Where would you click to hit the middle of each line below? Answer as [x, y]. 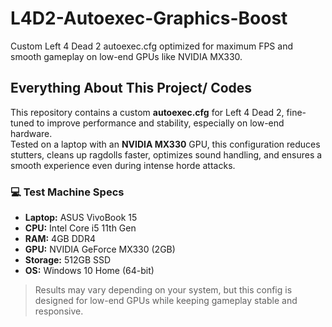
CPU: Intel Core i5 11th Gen [80, 228]
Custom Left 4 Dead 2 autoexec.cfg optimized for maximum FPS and [151, 46]
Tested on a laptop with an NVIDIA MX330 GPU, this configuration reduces [165, 144]
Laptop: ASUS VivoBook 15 [81, 218]
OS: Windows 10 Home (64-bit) [89, 271]
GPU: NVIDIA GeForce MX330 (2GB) [100, 249]
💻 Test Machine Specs [67, 192]
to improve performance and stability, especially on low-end [160, 123]
